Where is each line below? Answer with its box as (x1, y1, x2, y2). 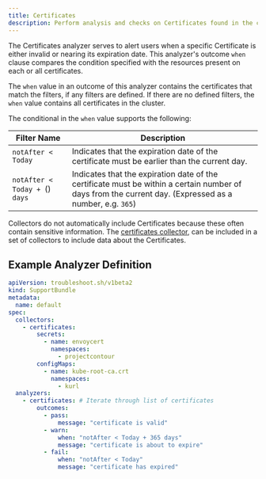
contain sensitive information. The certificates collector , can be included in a (8, 226, 258, 236)
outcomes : (36, 405, 69, 412)
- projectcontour (58, 353, 115, 361)
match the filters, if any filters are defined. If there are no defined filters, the (8, 89, 255, 99)
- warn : (43, 426, 69, 434)
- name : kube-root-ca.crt (43, 367, 129, 375)
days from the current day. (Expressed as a (71, 188, 233, 199)
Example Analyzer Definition (8, 258, 152, 272)
